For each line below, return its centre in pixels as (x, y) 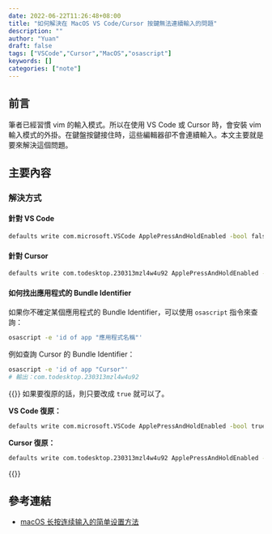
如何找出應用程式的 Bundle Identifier (70, 293)
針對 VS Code (32, 219)
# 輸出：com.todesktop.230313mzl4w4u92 (74, 377)
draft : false (30, 46)
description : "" (36, 31)
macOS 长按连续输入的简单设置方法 (79, 522)
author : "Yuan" (34, 38)
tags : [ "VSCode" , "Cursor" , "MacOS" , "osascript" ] (90, 53)
